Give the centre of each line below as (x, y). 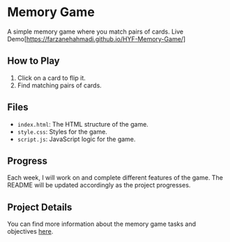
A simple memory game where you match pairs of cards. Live (95, 31)
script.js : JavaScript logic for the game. (76, 139)
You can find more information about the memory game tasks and (102, 224)
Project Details (40, 207)
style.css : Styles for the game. (62, 131)
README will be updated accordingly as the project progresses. (99, 185)
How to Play (34, 61)
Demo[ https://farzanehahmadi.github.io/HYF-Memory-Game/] (97, 38)
